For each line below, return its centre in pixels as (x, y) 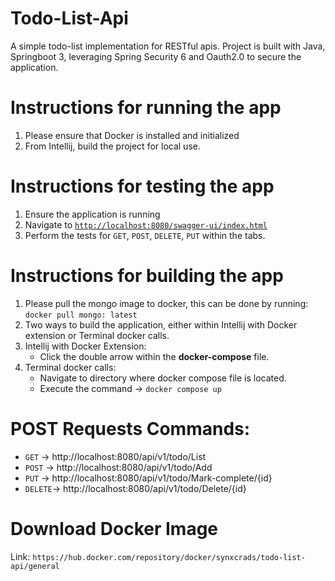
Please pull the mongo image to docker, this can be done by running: (166, 303)
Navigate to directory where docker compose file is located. (163, 378)
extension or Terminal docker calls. (97, 335)
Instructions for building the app (147, 276)
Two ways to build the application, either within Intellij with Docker (161, 324)
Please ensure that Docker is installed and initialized (132, 135)
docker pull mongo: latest (81, 315)
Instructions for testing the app (142, 186)
